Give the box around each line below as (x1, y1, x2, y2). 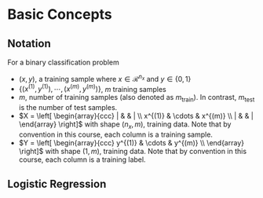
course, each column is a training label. (18, 155, 146, 164)
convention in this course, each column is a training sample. (18, 130, 214, 139)
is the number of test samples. (18, 103, 118, 112)
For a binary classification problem (7, 57, 119, 67)
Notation (7, 37, 52, 50)
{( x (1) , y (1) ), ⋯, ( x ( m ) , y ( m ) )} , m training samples (18, 82, 166, 93)
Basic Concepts (7, 5, 113, 24)
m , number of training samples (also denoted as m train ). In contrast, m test (18, 93, 255, 104)
